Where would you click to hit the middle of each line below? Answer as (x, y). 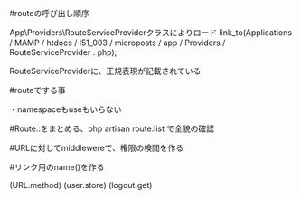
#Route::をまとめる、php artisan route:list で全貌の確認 (112, 128)
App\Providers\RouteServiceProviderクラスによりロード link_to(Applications (150, 33)
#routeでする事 (38, 90)
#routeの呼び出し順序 (50, 13)
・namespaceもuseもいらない (66, 109)
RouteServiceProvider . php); (63, 52)
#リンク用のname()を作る (57, 167)
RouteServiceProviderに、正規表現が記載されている (105, 71)
